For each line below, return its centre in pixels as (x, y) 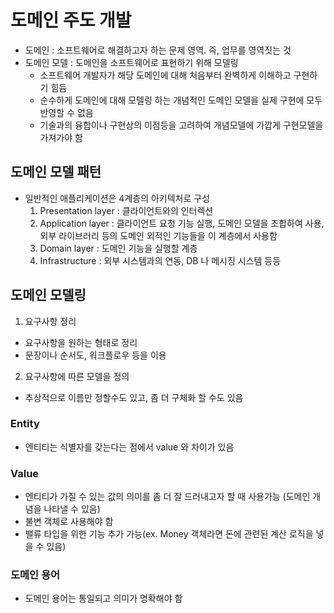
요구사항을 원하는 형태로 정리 (81, 342)
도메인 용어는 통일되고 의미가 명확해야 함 (103, 598)
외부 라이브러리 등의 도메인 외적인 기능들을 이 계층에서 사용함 (158, 235)
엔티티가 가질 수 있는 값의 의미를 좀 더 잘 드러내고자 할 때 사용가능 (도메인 (167, 497)
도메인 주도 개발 (71, 20)
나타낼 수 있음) (72, 509)
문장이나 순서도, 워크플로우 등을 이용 (95, 355)
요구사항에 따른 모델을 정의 (77, 376)
